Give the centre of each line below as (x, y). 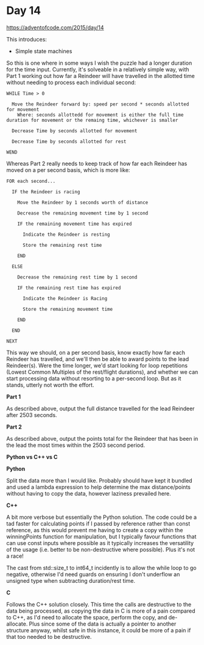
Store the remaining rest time (62, 245)
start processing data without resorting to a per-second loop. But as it (94, 378)
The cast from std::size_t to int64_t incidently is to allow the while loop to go (101, 568)
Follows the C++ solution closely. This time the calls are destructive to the (99, 604)
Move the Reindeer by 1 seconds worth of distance (83, 202)
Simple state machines (44, 51)
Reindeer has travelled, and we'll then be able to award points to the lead (98, 359)
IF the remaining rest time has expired (69, 288)
